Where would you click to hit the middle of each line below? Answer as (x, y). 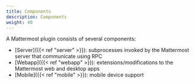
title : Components (29, 11)
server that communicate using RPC (58, 57)
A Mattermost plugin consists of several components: (71, 39)
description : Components (37, 17)
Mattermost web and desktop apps (57, 69)
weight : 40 (19, 22)
